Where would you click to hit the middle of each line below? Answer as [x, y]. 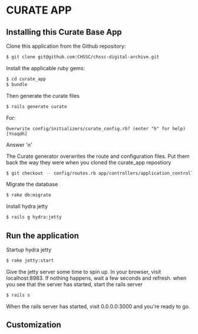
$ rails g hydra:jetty [34, 217]
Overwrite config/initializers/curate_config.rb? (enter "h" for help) [96, 128]
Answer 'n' [19, 144]
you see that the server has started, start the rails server [75, 284]
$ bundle [17, 84]
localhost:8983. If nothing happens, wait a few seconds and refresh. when [96, 278]
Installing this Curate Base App [64, 32]
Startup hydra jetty [29, 249]
